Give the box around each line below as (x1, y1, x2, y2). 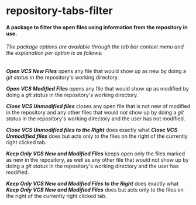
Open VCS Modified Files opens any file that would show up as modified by (6, 85, 189, 92)
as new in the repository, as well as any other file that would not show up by (6, 156, 189, 163)
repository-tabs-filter (6, 4, 113, 18)
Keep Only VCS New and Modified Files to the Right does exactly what (6, 180, 179, 187)
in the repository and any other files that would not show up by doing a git (6, 109, 184, 116)
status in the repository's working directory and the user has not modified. (6, 115, 185, 122)
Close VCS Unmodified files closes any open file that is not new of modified (6, 102, 191, 109)
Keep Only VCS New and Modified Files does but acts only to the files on (6, 186, 184, 193)
